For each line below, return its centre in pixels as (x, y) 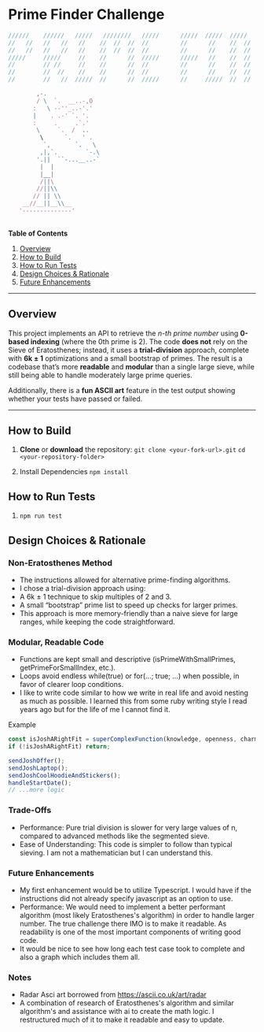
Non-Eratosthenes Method (60, 562)
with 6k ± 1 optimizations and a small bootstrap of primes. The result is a (125, 358)
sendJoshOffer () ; (37, 761)
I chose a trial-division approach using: (82, 588)
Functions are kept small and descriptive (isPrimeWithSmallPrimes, (127, 659)
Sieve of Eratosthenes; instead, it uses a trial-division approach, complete (129, 350)
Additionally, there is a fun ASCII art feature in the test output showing (122, 390)
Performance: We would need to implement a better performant (123, 907)
